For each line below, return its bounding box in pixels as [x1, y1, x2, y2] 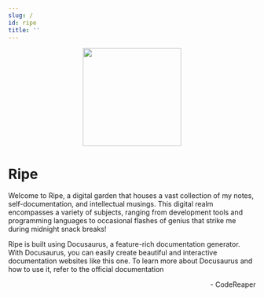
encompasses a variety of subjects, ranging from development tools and [8, 207, 244, 217]
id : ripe [8, 19, 37, 27]
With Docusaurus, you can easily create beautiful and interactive [8, 248, 218, 258]
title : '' [8, 26, 41, 34]
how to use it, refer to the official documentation [8, 265, 164, 274]
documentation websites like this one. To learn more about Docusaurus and [8, 256, 253, 266]
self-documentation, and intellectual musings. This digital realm [8, 200, 214, 209]
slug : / [8, 11, 34, 20]
